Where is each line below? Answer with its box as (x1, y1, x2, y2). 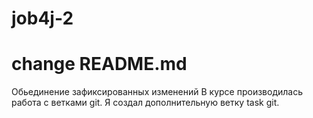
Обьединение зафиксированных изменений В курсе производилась (11, 86, 303, 98)
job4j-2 (11, 7, 74, 30)
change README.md (11, 53, 188, 76)
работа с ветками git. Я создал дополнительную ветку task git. (11, 97, 280, 109)
